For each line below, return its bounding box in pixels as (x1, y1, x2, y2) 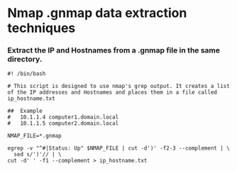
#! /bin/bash (7, 70, 46, 77)
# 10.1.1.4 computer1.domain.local (7, 114, 119, 121)
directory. (7, 55, 43, 65)
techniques (7, 20, 76, 36)
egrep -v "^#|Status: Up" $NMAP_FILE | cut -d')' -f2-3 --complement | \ (7, 145, 231, 152)
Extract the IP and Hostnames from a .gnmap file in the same (7, 45, 221, 55)
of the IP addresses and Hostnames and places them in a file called (7, 89, 218, 96)
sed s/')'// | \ (13, 151, 62, 158)
